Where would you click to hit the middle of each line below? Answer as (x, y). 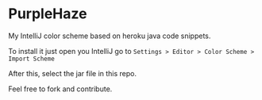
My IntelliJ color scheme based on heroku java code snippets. (110, 36)
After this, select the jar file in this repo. (73, 73)
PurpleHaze (48, 14)
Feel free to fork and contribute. (60, 89)
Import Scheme (32, 59)
